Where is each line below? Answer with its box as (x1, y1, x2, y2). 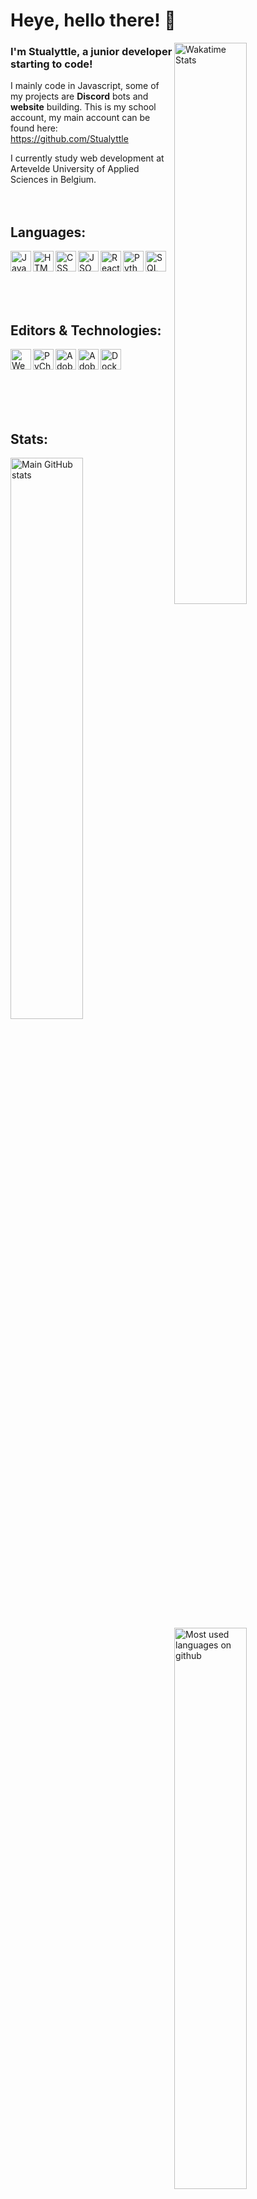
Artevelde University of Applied (10, 163, 140, 175)
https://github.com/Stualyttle (10, 133, 129, 145)
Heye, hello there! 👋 (10, 9, 177, 32)
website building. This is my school (10, 101, 157, 113)
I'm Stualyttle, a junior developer (10, 45, 173, 59)
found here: (10, 122, 58, 134)
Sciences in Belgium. (10, 174, 97, 186)
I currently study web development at (10, 152, 165, 164)
